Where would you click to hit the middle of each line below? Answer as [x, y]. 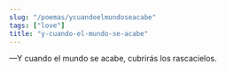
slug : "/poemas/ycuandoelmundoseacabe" [83, 17]
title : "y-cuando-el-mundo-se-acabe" [79, 33]
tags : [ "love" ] [37, 25]
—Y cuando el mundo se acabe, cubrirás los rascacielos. [113, 59]
